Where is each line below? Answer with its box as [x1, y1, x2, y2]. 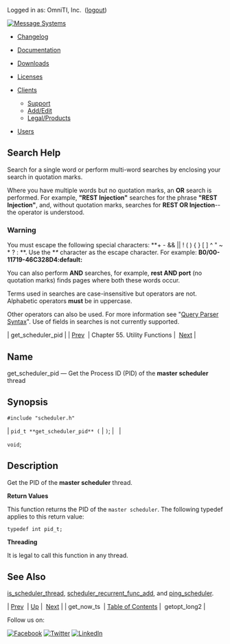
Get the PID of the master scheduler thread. [7, 478, 133, 486]
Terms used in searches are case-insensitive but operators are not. [7, 289, 197, 298]
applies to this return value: [7, 512, 84, 521]
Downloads [16, 59, 49, 67]
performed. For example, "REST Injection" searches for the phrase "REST [7, 193, 218, 202]
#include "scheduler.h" [7, 415, 76, 422]
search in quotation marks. [7, 172, 83, 181]
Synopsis [7, 396, 48, 408]
